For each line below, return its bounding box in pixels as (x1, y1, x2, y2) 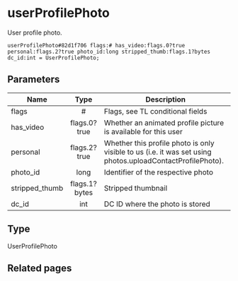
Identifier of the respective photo (103, 167, 214, 177)
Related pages (7, 262, 72, 274)
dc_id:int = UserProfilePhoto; (7, 54, 100, 61)
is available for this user (103, 126, 183, 136)
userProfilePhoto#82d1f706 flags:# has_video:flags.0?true (7, 42, 186, 49)
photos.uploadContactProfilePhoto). (103, 155, 225, 165)
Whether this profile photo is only (103, 138, 215, 148)
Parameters (7, 73, 60, 85)
